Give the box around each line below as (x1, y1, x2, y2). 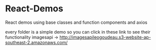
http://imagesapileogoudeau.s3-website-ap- (59, 34, 151, 40)
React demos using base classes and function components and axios (5, 19, 148, 25)
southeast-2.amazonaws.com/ (5, 39, 68, 45)
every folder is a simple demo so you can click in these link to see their (5, 29, 151, 35)
